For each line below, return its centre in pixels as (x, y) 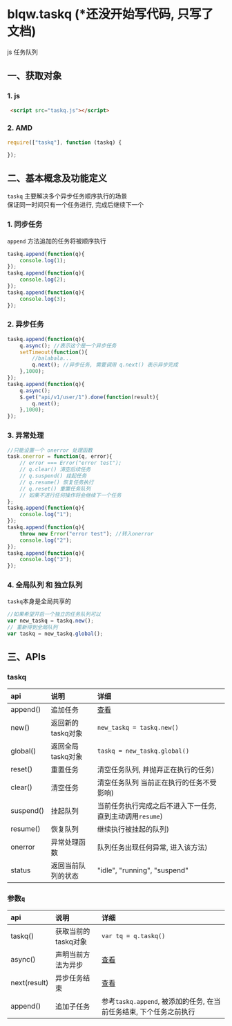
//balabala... (52, 358)
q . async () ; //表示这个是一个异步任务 (68, 346)
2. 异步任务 (26, 324)
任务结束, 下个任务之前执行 (152, 1011)
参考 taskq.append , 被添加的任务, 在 (157, 1001)
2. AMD (20, 128)
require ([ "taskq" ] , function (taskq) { (65, 143)
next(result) (30, 982)
